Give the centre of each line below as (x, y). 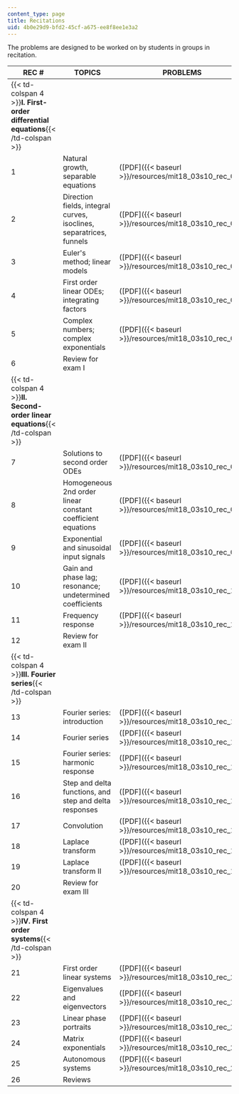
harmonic (79, 763)
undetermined (86, 595)
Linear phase (85, 1018)
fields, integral (86, 206)
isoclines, (79, 224)
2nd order (80, 492)
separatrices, (85, 232)
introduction (83, 722)
